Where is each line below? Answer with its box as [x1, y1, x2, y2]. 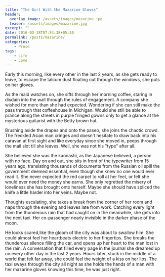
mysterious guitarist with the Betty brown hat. [5, 118, 98, 124]
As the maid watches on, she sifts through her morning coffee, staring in [5, 92, 153, 97]
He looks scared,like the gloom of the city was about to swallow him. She [5, 230, 154, 235]
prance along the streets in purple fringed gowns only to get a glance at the [5, 112, 159, 119]
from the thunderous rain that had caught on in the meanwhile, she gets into [5, 210, 160, 216]
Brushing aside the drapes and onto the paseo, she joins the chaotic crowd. [5, 127, 159, 134]
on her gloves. [5, 82, 35, 88]
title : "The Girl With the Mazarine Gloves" [5, 7, 98, 12]
